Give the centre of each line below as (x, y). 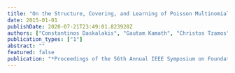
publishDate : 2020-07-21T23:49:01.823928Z (70, 26)
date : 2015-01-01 (33, 20)
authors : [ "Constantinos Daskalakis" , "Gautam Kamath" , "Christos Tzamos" (119, 33)
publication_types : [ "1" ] (45, 40)
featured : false (31, 53)
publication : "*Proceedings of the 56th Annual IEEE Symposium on (106, 59)
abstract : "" (26, 46)
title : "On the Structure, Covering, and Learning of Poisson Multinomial (119, 14)
